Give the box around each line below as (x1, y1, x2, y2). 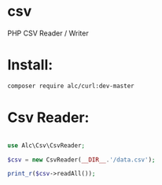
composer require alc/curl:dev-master (7, 82, 134, 90)
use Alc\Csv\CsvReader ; (7, 141, 86, 150)
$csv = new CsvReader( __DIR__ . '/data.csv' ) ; (7, 156, 156, 164)
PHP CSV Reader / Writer (7, 28, 89, 38)
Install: (7, 56, 53, 74)
